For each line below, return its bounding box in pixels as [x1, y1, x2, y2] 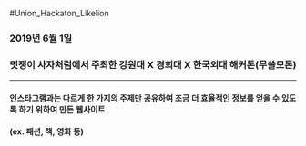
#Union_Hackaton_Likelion [9, 8, 109, 18]
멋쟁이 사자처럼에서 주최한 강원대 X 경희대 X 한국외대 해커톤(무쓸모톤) [9, 58, 297, 71]
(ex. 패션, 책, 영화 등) [9, 126, 84, 137]
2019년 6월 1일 [9, 32, 73, 44]
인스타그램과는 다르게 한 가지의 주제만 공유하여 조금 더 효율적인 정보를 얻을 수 [9, 92, 280, 103]
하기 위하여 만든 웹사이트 [18, 103, 106, 114]
